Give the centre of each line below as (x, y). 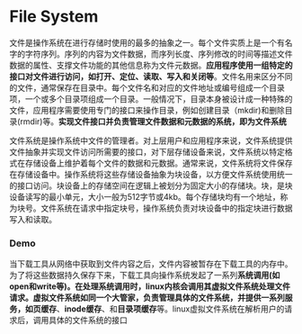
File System (54, 17)
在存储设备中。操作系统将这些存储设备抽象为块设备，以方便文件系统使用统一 (151, 174)
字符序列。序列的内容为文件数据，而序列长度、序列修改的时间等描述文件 (159, 54)
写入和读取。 (33, 219)
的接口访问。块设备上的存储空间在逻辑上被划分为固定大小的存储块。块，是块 (151, 185)
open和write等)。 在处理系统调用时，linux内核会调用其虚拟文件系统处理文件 (150, 286)
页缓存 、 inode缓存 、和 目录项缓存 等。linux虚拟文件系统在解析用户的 (159, 309)
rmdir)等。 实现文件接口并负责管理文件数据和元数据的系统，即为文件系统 (154, 121)
